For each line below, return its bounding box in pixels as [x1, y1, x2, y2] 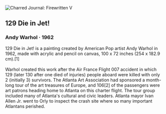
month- [146, 77, 162, 83]
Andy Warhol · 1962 [5, 34, 54, 41]
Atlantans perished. [5, 103, 45, 109]
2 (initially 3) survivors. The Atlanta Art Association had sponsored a [5, 77, 146, 83]
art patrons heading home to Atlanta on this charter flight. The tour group [5, 87, 156, 93]
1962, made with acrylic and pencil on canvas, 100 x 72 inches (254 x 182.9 [5, 51, 161, 57]
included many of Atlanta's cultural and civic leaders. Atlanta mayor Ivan [5, 93, 154, 99]
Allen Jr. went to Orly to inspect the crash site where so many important [5, 98, 153, 104]
